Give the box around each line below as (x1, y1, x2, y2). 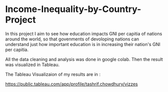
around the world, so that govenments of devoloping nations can (5, 36, 139, 42)
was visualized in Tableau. (5, 61, 60, 67)
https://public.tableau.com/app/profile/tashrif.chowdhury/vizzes (5, 81, 138, 87)
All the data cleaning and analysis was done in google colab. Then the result (5, 56, 163, 62)
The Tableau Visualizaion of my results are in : (5, 71, 101, 77)
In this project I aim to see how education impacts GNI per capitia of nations (5, 30, 162, 36)
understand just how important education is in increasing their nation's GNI (5, 41, 161, 47)
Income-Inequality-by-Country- (5, 3, 142, 15)
